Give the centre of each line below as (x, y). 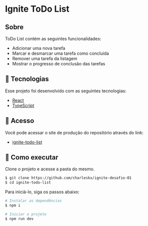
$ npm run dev (19, 219)
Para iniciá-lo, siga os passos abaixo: (42, 192)
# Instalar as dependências (34, 201)
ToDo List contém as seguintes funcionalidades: (53, 39)
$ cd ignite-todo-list (28, 183)
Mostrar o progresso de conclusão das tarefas (59, 64)
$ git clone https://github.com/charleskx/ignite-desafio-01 (68, 178)
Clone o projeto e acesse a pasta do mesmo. (50, 169)
